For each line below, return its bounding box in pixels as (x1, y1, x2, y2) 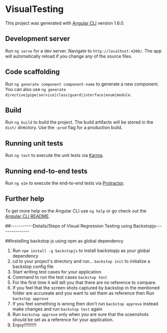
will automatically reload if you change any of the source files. (5, 53, 133, 59)
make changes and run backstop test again (12, 306, 103, 312)
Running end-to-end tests (5, 166, 88, 175)
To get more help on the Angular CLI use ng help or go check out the (5, 207, 147, 213)
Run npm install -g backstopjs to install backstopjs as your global (12, 247, 151, 253)
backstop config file (12, 263, 54, 269)
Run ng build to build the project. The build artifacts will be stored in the (5, 119, 154, 125)
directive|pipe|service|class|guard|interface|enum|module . (5, 91, 132, 97)
